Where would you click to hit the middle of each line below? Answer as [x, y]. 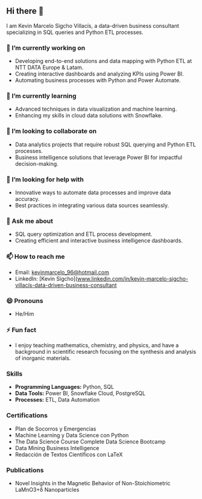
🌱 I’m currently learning [41, 96]
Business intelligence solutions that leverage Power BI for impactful [99, 157]
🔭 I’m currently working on [46, 48]
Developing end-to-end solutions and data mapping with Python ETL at [103, 61]
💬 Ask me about [30, 221]
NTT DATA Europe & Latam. [49, 68]
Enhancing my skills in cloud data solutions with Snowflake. [89, 116]
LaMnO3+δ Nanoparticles [47, 490]
